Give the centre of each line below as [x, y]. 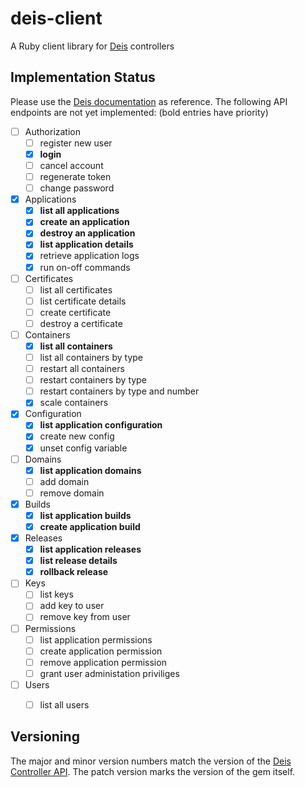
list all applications [79, 211]
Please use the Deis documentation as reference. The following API [149, 101]
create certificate [75, 312]
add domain [64, 481]
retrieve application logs [89, 256]
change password [77, 188]
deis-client [56, 18]
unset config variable [83, 448]
